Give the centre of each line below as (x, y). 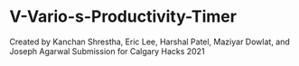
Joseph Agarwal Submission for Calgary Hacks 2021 (107, 51)
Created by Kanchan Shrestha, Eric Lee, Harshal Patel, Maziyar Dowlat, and (150, 42)
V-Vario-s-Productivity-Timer (123, 17)
